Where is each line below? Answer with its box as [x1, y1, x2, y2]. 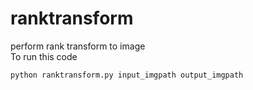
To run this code [10, 50, 78, 62]
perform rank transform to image [10, 40, 146, 52]
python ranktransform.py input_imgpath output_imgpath [10, 70, 244, 80]
